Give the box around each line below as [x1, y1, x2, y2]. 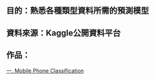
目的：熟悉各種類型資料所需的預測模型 [6, 5, 149, 16]
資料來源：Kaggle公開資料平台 [6, 27, 121, 38]
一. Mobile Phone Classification [6, 67, 84, 74]
